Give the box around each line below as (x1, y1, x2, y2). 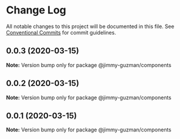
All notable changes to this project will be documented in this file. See (6, 23, 175, 30)
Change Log (6, 4, 66, 17)
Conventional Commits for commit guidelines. (6, 29, 116, 36)
